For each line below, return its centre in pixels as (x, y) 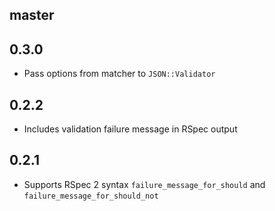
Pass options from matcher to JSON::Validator (119, 74)
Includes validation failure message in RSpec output (130, 129)
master (32, 15)
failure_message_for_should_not (91, 196)
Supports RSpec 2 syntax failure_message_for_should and (144, 184)
